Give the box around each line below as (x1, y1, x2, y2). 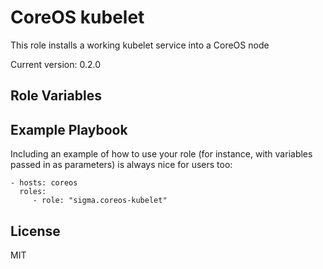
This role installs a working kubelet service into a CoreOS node (10, 39, 270, 51)
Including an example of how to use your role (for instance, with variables (10, 148, 313, 160)
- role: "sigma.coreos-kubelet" (32, 196, 168, 206)
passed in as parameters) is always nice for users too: (10, 159, 233, 171)
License (10, 222, 61, 240)
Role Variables (10, 87, 102, 105)
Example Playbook (10, 121, 128, 138)
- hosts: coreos (10, 178, 78, 188)
